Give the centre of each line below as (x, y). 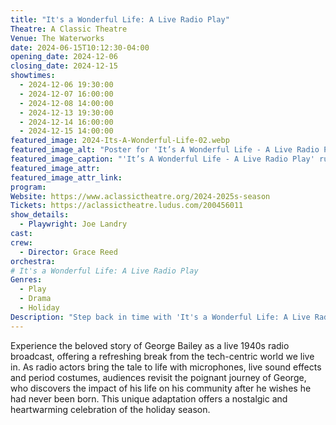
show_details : (40, 215)
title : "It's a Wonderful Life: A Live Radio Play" (120, 19)
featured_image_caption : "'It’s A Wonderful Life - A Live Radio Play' (162, 159)
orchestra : (33, 261)
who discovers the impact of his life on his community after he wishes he (161, 388)
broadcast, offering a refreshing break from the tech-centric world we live (162, 356)
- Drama (35, 299)
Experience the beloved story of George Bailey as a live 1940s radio (150, 345)
